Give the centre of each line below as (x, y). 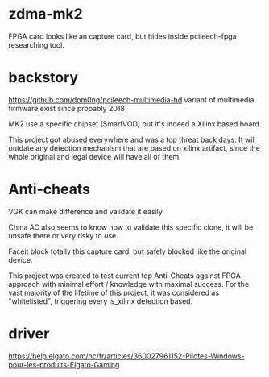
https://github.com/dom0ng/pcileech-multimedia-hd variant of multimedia (131, 99)
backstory (43, 78)
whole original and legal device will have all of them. (95, 156)
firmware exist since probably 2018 (66, 108)
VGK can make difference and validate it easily (86, 211)
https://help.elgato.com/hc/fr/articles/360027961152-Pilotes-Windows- (126, 356)
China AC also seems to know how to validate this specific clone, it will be (131, 227)
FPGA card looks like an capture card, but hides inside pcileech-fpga (122, 36)
